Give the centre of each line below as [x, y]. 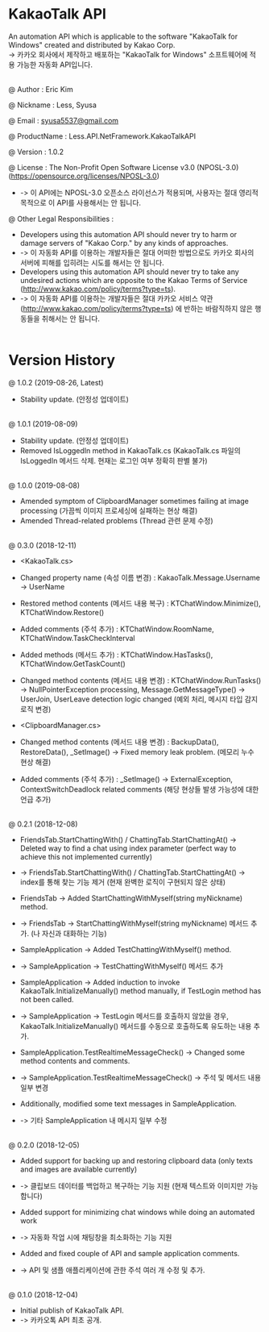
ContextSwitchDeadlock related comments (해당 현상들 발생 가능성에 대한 [139, 789]
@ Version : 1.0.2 [36, 152]
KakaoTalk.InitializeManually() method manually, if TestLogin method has [141, 991]
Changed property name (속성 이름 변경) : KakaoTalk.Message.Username [140, 577]
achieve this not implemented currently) [86, 856]
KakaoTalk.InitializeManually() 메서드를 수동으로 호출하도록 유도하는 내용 [136, 1026]
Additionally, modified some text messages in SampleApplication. [128, 1103]
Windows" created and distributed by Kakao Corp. [92, 44]
